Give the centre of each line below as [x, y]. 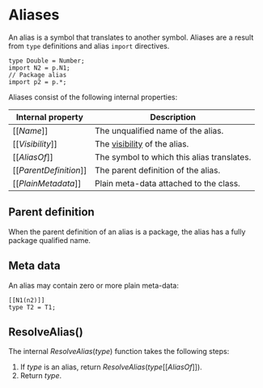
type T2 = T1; [32, 307]
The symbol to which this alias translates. [173, 157]
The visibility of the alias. [142, 143]
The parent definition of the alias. [157, 170]
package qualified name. [50, 240]
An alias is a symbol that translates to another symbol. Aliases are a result [131, 37]
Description [173, 117]
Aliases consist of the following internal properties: [93, 97]
